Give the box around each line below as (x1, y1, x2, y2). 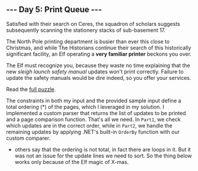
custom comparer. (6, 135, 51, 142)
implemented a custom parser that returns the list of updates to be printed (6, 109, 186, 116)
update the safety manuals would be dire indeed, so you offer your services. (6, 74, 192, 81)
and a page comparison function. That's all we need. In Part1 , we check (6, 116, 181, 123)
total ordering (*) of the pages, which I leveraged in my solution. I (6, 103, 164, 110)
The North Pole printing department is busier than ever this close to (6, 38, 170, 45)
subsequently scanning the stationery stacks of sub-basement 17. (6, 26, 166, 33)
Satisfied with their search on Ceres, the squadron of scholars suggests (6, 20, 180, 27)
